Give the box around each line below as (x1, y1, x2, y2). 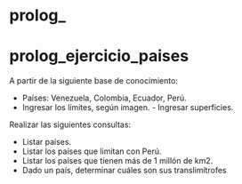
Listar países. (21, 137, 72, 148)
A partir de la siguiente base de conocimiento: (9, 76, 178, 86)
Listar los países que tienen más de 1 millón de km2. (21, 156, 214, 166)
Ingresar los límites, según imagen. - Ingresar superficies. (21, 102, 234, 113)
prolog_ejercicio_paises (9, 46, 190, 67)
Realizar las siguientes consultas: (9, 119, 132, 130)
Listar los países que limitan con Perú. (21, 146, 162, 156)
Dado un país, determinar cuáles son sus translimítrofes (21, 165, 227, 176)
